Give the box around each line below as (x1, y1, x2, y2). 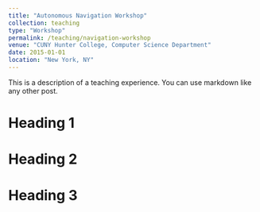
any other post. (8, 86, 58, 95)
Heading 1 (8, 114, 76, 132)
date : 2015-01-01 (8, 48, 66, 56)
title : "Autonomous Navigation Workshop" (8, 11, 148, 20)
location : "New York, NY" (8, 56, 94, 64)
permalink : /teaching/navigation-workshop (8, 33, 151, 42)
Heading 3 (8, 187, 78, 205)
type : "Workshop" (8, 26, 66, 34)
